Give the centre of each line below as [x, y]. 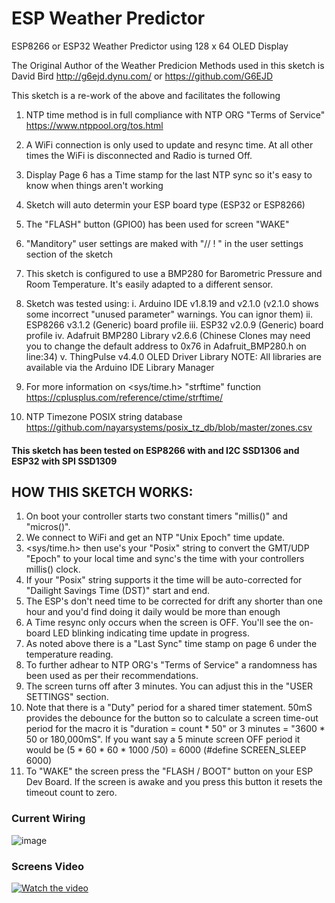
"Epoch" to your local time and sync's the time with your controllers [165, 559]
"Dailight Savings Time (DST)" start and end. [118, 591]
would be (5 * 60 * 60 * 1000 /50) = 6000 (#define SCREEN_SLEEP [166, 750]
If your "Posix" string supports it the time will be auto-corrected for [164, 580]
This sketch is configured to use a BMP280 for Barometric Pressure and [174, 273]
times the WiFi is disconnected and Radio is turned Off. [139, 155]
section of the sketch [69, 254]
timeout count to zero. [71, 793]
